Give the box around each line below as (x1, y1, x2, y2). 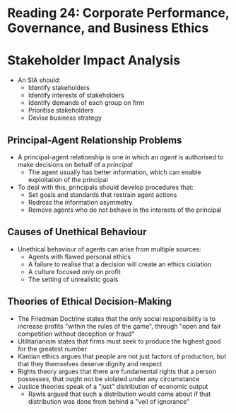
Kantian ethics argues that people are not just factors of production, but (17, 352, 227, 361)
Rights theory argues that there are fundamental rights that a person (17, 367, 217, 375)
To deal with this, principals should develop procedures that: (17, 183, 194, 191)
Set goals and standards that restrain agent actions (28, 190, 177, 199)
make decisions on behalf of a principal (17, 160, 133, 169)
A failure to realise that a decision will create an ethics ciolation (28, 260, 212, 268)
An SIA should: (17, 76, 61, 84)
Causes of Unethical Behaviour (7, 226, 147, 238)
